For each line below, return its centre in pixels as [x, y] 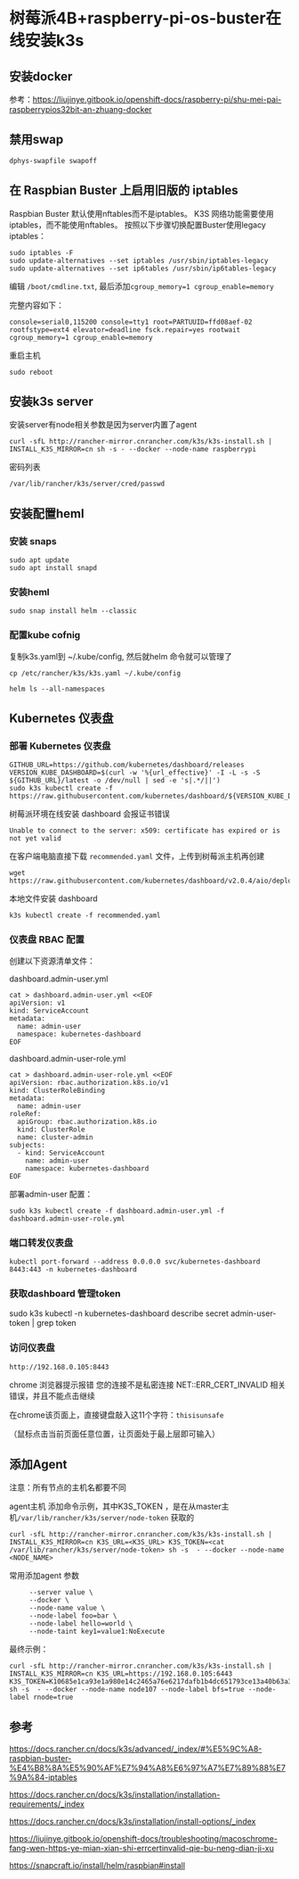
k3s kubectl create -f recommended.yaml [85, 915]
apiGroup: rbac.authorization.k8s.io [87, 1122]
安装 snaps [33, 541]
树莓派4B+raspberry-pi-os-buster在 [145, 18]
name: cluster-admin [55, 1137]
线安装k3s [47, 41]
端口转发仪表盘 [41, 1243]
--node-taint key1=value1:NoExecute [97, 1632]
